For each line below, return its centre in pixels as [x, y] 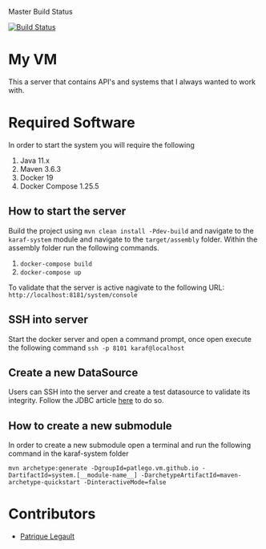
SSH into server [48, 320]
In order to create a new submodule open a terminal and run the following [129, 445]
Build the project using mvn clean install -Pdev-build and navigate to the [131, 230]
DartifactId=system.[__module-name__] [73, 476]
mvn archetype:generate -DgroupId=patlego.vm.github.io [103, 469]
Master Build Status [41, 12]
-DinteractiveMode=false [125, 482]
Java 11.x [35, 161]
